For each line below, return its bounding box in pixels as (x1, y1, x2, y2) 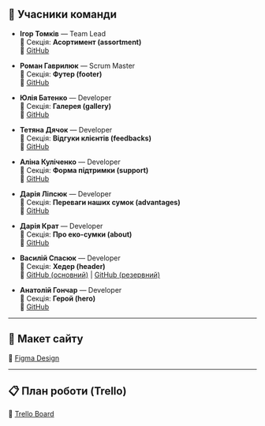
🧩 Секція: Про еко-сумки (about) (19, 230, 132, 239)
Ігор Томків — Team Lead (19, 28, 106, 38)
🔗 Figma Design (8, 353, 60, 363)
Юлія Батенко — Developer (19, 92, 112, 103)
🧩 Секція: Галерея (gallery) (19, 101, 112, 110)
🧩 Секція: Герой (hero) (19, 293, 96, 303)
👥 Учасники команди (8, 8, 117, 21)
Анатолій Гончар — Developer (19, 285, 122, 294)
